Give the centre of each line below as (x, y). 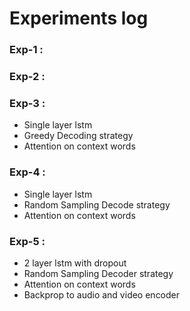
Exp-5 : (27, 241)
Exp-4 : (27, 172)
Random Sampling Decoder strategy (98, 273)
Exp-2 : (27, 77)
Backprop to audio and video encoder (102, 294)
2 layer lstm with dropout (75, 263)
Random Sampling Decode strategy (97, 204)
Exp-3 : (27, 103)
